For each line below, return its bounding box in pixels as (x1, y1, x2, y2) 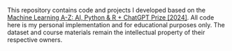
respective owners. (7, 36, 63, 44)
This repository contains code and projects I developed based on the (7, 6, 206, 14)
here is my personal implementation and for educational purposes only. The (7, 21, 225, 29)
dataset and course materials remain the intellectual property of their (7, 28, 205, 36)
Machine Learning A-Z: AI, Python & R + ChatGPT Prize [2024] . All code (7, 13, 215, 22)
